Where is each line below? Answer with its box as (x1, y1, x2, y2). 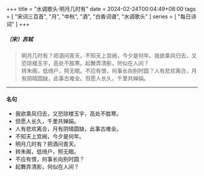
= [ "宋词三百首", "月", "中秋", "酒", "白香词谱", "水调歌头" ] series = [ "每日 (6, 13, 191, 20)
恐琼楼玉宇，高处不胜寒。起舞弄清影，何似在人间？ (21, 59, 149, 67)
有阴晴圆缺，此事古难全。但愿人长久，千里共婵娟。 (21, 75, 149, 82)
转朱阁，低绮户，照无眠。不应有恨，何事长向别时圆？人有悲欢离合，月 (21, 67, 197, 74)
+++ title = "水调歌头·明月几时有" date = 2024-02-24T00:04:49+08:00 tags (6, 5, 196, 12)
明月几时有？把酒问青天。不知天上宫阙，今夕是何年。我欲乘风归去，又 (21, 52, 197, 59)
